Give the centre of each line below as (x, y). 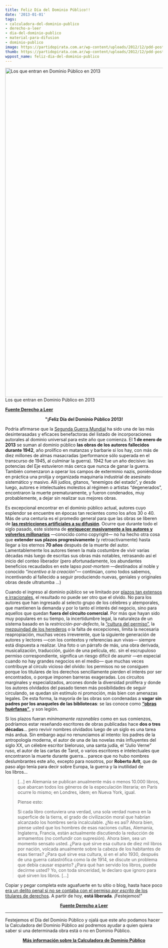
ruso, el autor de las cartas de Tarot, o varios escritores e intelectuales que (82, 751)
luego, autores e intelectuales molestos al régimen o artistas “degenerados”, (84, 488)
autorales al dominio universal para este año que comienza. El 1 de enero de (83, 440)
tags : (11, 19)
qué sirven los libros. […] (43, 876)
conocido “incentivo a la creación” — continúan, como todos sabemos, (78, 572)
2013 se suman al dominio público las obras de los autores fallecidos (77, 445)
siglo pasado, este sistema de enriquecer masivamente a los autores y (79, 529)
